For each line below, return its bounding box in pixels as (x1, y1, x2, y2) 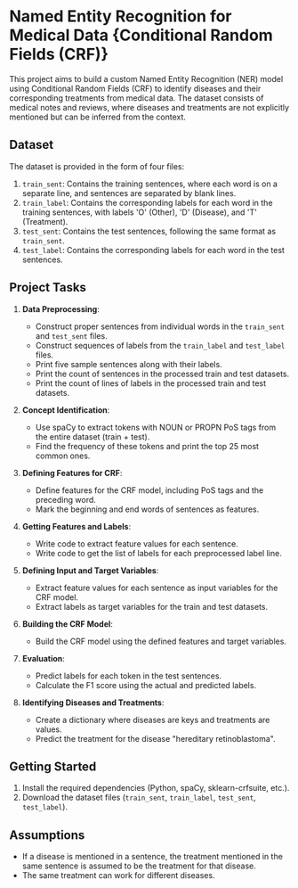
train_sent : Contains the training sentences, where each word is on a (21, 178, 278, 189)
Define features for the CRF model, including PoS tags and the (35, 484, 264, 496)
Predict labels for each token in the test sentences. (35, 670, 222, 681)
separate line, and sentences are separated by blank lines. (21, 187, 237, 198)
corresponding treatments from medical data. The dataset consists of (9, 92, 264, 103)
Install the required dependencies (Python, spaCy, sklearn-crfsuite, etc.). (21, 783, 290, 793)
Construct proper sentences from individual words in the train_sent (35, 321, 286, 332)
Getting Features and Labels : (21, 521, 132, 531)
